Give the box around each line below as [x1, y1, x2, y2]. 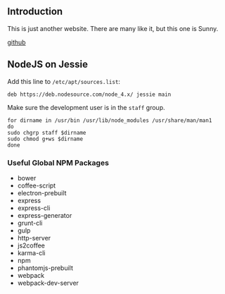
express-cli [17, 204, 51, 212]
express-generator [17, 211, 72, 219]
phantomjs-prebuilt [17, 264, 74, 272]
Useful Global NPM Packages [7, 158, 109, 168]
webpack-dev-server [17, 278, 79, 287]
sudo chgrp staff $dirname [7, 129, 86, 136]
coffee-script [17, 181, 56, 190]
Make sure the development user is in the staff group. [7, 103, 165, 111]
